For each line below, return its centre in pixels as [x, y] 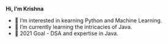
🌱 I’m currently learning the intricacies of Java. [73, 27]
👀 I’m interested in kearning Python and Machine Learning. [88, 20]
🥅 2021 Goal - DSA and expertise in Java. [66, 33]
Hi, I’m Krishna [25, 9]
